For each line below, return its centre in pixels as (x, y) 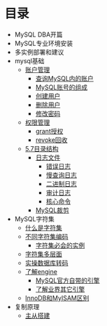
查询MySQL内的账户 (64, 78)
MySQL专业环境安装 (43, 43)
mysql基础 (29, 60)
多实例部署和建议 (39, 52)
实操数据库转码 (47, 263)
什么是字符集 (43, 228)
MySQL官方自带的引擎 (67, 280)
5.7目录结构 (42, 148)
